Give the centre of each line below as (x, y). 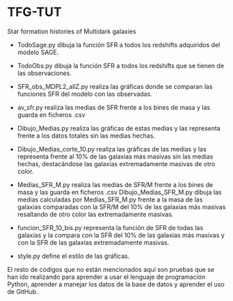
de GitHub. (23, 291)
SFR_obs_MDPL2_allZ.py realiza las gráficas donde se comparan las (115, 86)
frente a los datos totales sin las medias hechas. (86, 136)
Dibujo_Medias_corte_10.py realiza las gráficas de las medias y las (112, 149)
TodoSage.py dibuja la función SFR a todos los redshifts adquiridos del (119, 44)
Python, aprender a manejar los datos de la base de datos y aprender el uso (116, 284)
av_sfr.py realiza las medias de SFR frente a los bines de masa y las (114, 107)
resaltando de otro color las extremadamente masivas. (95, 214)
